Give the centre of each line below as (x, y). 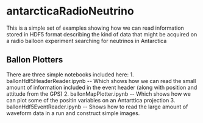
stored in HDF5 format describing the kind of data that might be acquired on (102, 34)
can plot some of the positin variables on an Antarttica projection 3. (91, 100)
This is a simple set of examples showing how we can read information (95, 28)
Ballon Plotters (35, 60)
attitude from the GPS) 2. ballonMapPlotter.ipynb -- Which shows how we (98, 94)
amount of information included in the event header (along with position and (102, 87)
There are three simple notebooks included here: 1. (70, 75)
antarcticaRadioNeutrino (70, 11)
